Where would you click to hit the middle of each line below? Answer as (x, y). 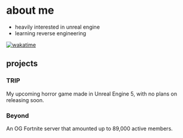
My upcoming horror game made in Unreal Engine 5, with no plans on (92, 94)
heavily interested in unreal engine (57, 27)
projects (22, 64)
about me (30, 10)
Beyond (18, 115)
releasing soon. (25, 100)
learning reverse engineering (51, 33)
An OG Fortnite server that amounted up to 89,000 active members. (90, 128)
